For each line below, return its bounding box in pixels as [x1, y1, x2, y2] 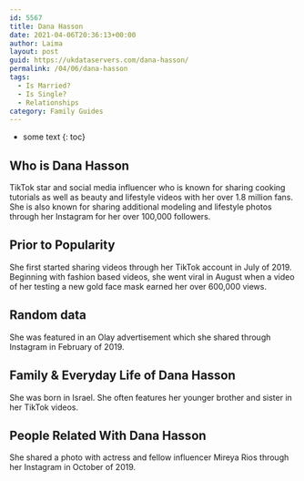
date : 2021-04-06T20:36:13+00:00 [9, 30, 137, 39]
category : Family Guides [9, 107, 104, 116]
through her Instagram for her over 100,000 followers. [9, 211, 211, 222]
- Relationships [17, 97, 79, 107]
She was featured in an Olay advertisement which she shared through [9, 332, 271, 343]
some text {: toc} [22, 131, 86, 142]
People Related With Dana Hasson [9, 427, 207, 443]
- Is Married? [17, 81, 71, 90]
